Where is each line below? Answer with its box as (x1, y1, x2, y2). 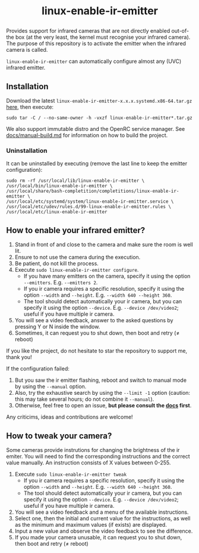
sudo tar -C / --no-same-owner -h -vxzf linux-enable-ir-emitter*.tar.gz (6, 115, 193, 121)
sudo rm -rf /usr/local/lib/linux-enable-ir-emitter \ (6, 178, 145, 184)
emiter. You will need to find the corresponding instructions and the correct (6, 453, 190, 460)
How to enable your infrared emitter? (6, 225, 146, 235)
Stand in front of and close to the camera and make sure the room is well (14, 241, 193, 248)
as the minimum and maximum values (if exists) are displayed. (14, 521, 168, 528)
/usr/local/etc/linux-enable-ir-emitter (6, 209, 108, 215)
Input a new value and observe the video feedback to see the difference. (14, 527, 193, 535)
